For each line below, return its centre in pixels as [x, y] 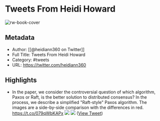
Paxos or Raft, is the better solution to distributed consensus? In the [80, 97]
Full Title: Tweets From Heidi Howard [49, 54]
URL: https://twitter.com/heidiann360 [49, 65]
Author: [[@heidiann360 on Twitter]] [48, 49]
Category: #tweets [30, 60]
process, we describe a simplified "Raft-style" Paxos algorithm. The [80, 102]
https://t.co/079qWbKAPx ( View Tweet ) [57, 113]
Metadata [20, 38]
